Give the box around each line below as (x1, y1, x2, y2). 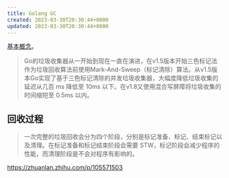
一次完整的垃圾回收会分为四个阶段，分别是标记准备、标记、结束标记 (23, 133, 217, 141)
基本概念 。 (7, 42, 38, 51)
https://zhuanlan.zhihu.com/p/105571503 (7, 164, 123, 172)
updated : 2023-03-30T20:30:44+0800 (7, 23, 109, 29)
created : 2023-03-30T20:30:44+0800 (7, 16, 109, 23)
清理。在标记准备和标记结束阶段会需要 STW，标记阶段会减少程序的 (29, 141, 220, 149)
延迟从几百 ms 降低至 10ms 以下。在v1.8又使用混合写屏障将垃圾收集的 (23, 83, 221, 91)
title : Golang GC (7, 10, 57, 17)
